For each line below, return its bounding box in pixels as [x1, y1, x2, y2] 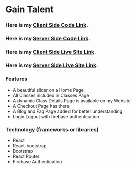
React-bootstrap [12, 143, 47, 149]
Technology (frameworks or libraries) [5, 126, 99, 133]
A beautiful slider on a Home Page [12, 87, 84, 93]
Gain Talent [5, 4, 54, 15]
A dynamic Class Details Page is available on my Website [12, 98, 131, 104]
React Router [12, 153, 40, 159]
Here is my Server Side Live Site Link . [5, 62, 98, 69]
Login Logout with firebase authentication [12, 114, 99, 120]
